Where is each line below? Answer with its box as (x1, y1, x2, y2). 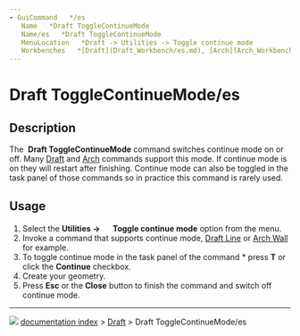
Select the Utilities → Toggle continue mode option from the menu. (21, 223, 282, 233)
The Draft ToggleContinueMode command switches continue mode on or (9, 144, 284, 155)
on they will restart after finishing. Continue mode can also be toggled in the (9, 163, 288, 174)
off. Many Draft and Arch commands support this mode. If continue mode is (9, 154, 287, 164)
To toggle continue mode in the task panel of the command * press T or (21, 251, 287, 262)
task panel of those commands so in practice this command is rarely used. (9, 172, 284, 183)
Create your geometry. (21, 270, 106, 281)
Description (9, 120, 76, 135)
